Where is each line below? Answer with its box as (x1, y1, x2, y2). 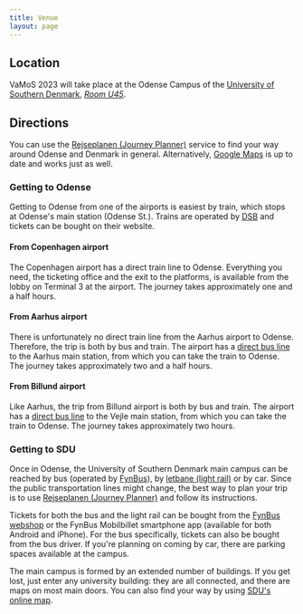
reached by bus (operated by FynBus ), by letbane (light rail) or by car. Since (9, 473, 292, 484)
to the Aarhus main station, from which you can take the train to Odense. (9, 350, 280, 361)
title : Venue (9, 13, 59, 23)
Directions (9, 115, 70, 130)
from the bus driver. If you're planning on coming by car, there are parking (9, 539, 286, 550)
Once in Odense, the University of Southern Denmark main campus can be (9, 464, 289, 475)
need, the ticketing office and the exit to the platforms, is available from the (9, 271, 289, 282)
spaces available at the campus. (9, 549, 129, 560)
